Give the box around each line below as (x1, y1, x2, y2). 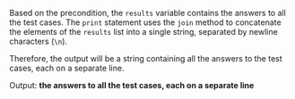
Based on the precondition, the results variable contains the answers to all (9, 8, 287, 18)
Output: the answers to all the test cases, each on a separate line (9, 80, 255, 90)
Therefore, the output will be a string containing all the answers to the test (9, 54, 282, 63)
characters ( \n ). (9, 36, 68, 46)
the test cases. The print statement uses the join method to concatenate (9, 17, 282, 28)
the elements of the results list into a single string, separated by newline (9, 27, 278, 37)
